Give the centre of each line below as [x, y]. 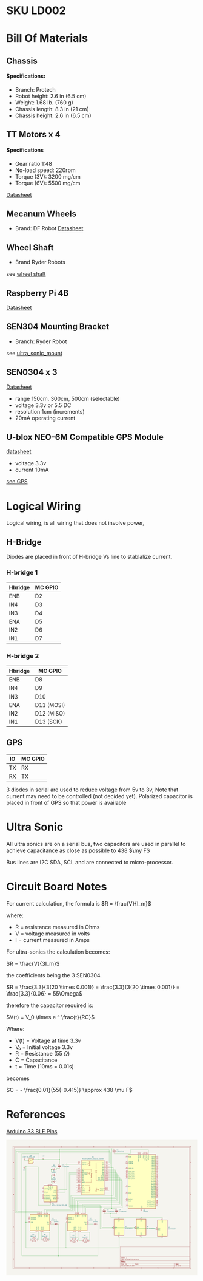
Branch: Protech [35, 89]
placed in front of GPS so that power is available [66, 803]
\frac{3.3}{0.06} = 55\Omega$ [45, 993]
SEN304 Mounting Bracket [58, 326]
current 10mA [32, 470]
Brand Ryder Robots [40, 262]
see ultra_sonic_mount [34, 353]
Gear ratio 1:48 [34, 163]
